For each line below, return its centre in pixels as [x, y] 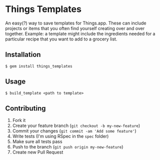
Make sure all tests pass [37, 141]
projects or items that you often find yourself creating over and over [75, 28]
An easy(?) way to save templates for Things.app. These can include [76, 23]
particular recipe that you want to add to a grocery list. [61, 39]
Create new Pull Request [38, 152]
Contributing [25, 108]
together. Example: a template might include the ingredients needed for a [80, 33]
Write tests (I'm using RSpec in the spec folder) [60, 136]
